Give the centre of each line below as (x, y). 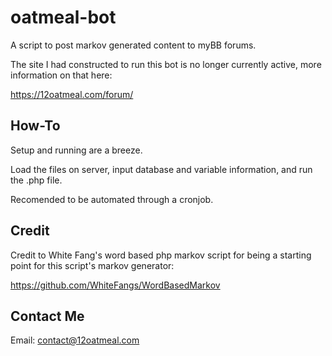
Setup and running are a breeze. (76, 150)
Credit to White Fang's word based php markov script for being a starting (161, 255)
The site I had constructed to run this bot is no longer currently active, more (166, 64)
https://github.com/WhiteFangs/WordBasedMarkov (115, 285)
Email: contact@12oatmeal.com (75, 340)
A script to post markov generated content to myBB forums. (133, 45)
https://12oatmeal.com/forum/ (72, 94)
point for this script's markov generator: (92, 265)
